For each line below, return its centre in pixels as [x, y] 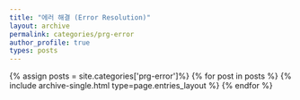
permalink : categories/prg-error [72, 34]
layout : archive [40, 26]
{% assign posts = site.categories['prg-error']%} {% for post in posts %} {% [150, 76]
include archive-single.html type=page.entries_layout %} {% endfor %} [141, 86]
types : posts [34, 51]
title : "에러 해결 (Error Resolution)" [80, 17]
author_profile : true [50, 42]
